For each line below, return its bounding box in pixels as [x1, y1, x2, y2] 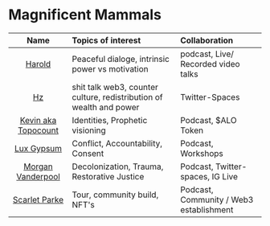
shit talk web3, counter [72, 81, 158, 92]
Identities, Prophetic [72, 114, 148, 125]
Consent [72, 147, 104, 158]
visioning [72, 125, 106, 136]
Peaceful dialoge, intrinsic [72, 53, 170, 64]
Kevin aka [19, 114, 57, 125]
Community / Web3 [180, 194, 254, 205]
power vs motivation [72, 63, 149, 74]
